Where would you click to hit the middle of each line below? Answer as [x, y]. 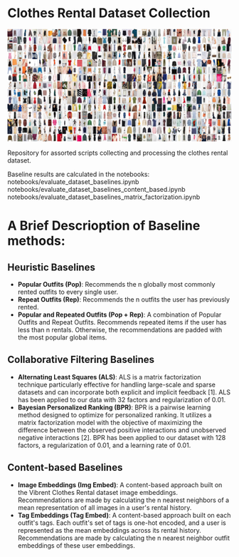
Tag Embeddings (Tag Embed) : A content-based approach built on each [124, 515]
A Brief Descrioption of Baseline [104, 226]
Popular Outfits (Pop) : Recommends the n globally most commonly [116, 284]
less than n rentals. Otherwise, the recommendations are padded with [120, 329]
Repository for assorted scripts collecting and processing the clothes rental [118, 153]
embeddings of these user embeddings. [76, 545]
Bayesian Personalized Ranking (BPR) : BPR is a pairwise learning [114, 407]
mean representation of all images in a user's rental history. [105, 507]
